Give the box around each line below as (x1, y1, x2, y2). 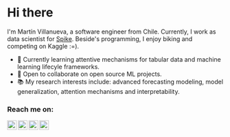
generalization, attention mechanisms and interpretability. (16, 87, 180, 95)
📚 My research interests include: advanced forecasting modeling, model (16, 77, 224, 86)
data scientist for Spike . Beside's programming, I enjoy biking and (7, 34, 193, 42)
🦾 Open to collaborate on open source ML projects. (16, 70, 163, 78)
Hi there (7, 5, 54, 21)
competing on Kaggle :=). (7, 42, 80, 50)
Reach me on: (7, 104, 54, 114)
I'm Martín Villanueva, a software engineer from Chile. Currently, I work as (7, 27, 216, 36)
